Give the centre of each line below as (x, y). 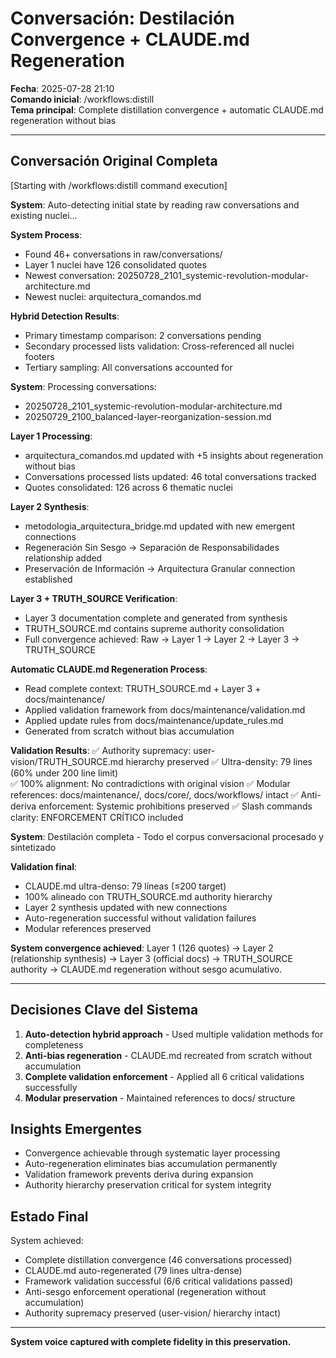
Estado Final (49, 1216)
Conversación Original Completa (114, 161)
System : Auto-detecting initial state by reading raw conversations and (155, 204)
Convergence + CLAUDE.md (130, 39)
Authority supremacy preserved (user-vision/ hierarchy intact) (153, 1313)
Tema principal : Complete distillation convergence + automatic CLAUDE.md (167, 109)
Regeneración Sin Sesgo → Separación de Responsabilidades (152, 547)
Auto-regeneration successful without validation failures (140, 918)
